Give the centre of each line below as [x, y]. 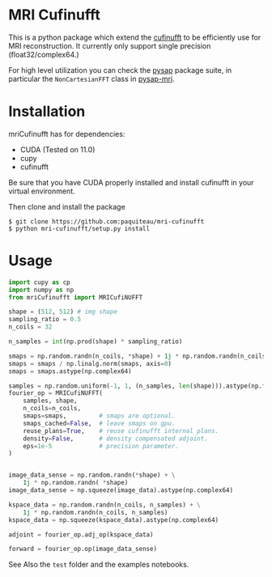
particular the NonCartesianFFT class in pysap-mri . [92, 78]
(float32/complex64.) [44, 54]
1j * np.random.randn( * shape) [76, 483]
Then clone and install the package [67, 206]
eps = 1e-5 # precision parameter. [101, 446]
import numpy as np [41, 290]
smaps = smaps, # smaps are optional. [99, 416]
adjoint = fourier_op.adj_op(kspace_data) [81, 535]
